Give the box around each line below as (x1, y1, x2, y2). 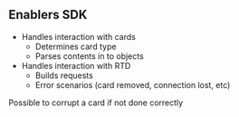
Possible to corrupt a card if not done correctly (8, 97, 184, 108)
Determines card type (34, 41, 117, 52)
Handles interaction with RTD (21, 60, 131, 71)
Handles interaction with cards (21, 31, 137, 42)
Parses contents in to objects (34, 50, 144, 62)
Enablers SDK (8, 7, 88, 23)
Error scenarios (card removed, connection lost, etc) (34, 79, 231, 90)
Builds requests (34, 70, 94, 81)
